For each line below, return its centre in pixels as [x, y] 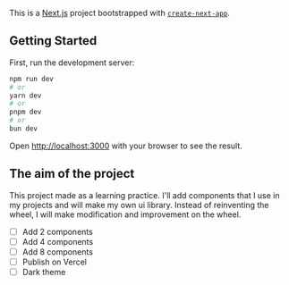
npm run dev [31, 79]
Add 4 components [58, 241]
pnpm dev [25, 112]
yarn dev [25, 96]
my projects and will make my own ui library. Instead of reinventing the [139, 205]
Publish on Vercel [55, 262]
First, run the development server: [72, 63]
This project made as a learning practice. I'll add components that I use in [144, 195]
